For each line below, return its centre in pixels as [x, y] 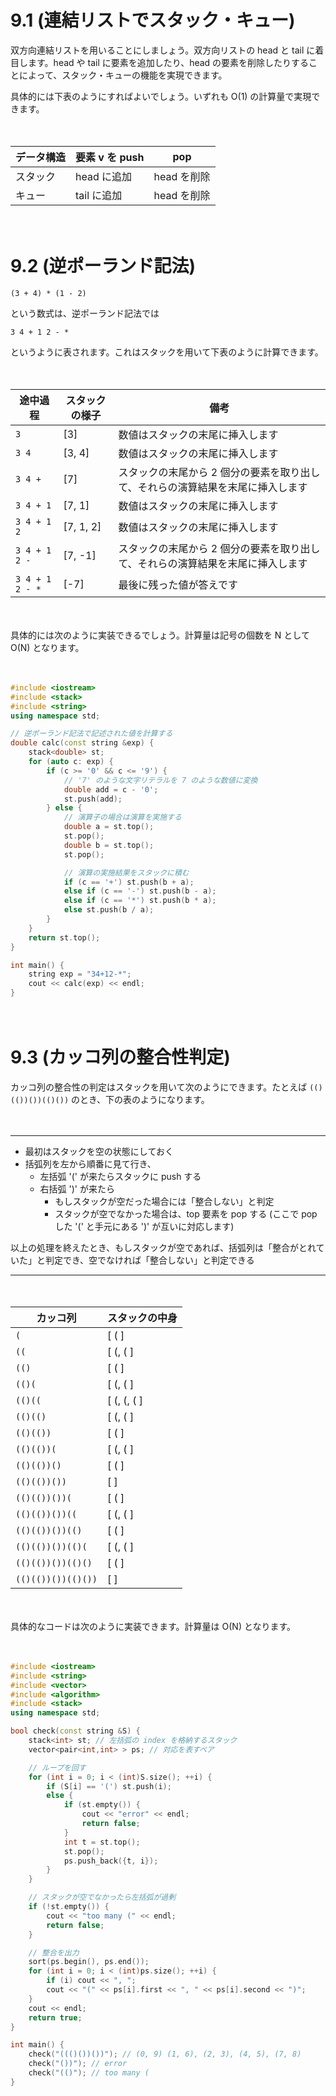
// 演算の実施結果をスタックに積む [126, 872]
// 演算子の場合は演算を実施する [122, 817]
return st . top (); [64, 937]
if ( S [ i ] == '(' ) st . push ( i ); [109, 1786]
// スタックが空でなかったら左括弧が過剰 [102, 1897]
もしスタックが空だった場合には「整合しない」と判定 [164, 1201]
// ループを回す [57, 1767]
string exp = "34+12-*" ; [80, 974]
